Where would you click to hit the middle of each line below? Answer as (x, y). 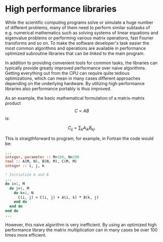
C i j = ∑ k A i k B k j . (82, 128)
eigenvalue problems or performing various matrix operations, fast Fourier (79, 38)
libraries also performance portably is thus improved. (58, 88)
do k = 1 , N (24, 193)
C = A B (82, 111)
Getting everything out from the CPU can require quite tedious (67, 73)
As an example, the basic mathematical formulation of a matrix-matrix (75, 98)
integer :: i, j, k (25, 166)
